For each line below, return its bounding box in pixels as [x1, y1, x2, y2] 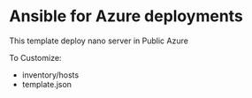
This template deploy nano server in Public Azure [9, 35, 188, 46]
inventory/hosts [21, 69, 80, 80]
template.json [21, 79, 73, 89]
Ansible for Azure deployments [9, 6, 243, 26]
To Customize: [9, 52, 62, 63]
